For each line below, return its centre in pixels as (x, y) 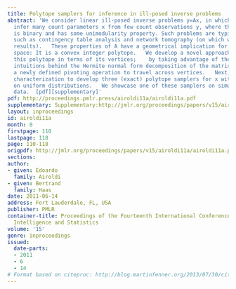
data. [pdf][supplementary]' (58, 92)
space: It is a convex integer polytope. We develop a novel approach (122, 53)
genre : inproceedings (39, 236)
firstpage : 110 (29, 131)
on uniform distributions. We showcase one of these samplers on (114, 86)
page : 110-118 (28, 144)
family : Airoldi (37, 177)
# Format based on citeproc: (50, 274)
